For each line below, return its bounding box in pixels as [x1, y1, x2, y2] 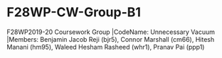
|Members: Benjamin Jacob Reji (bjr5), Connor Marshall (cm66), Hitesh [6, 35, 215, 43]
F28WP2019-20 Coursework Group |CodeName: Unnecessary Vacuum [6, 28, 215, 36]
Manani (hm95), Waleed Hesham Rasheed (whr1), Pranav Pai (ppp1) [6, 42, 205, 51]
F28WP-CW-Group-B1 [6, 4, 142, 21]
